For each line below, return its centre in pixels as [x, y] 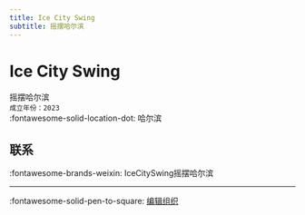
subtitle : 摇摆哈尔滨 [47, 26]
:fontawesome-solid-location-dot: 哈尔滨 [85, 118]
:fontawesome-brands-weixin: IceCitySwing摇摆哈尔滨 [112, 173]
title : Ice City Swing [52, 18]
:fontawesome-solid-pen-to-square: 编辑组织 [94, 201]
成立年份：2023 [35, 108]
